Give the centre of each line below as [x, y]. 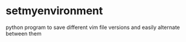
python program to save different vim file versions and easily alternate [93, 27]
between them [24, 33]
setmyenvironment [54, 11]
